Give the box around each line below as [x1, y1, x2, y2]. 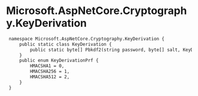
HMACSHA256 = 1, [29, 68, 70, 74]
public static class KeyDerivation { [19, 41, 112, 47]
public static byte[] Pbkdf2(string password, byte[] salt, [29, 47, 181, 53]
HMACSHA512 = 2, [29, 74, 70, 80]
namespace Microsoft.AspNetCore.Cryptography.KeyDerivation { [8, 36, 165, 42]
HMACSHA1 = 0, [29, 63, 65, 69]
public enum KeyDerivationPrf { [19, 57, 99, 64]
